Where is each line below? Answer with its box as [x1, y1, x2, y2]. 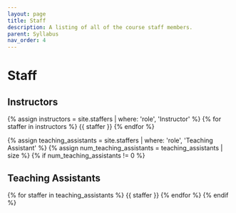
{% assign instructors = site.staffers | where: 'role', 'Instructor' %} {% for [7, 115, 222, 123]
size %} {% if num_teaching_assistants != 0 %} [7, 151, 145, 160]
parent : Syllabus [7, 30, 59, 38]
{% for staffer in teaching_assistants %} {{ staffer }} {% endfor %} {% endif [7, 190, 229, 199]
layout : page [7, 10, 46, 18]
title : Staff [7, 17, 46, 24]
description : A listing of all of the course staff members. [7, 24, 193, 31]
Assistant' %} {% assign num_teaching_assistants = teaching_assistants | [7, 144, 223, 152]
